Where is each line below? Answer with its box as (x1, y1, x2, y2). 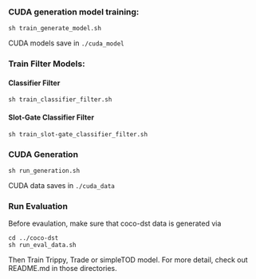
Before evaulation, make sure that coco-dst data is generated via (8, 218, 222, 229)
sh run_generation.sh (8, 167, 81, 175)
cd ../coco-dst (8, 234, 59, 242)
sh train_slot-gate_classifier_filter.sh (8, 130, 148, 138)
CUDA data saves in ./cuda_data (8, 180, 116, 190)
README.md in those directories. (8, 264, 117, 273)
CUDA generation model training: (8, 6, 140, 18)
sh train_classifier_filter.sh (8, 96, 112, 104)
